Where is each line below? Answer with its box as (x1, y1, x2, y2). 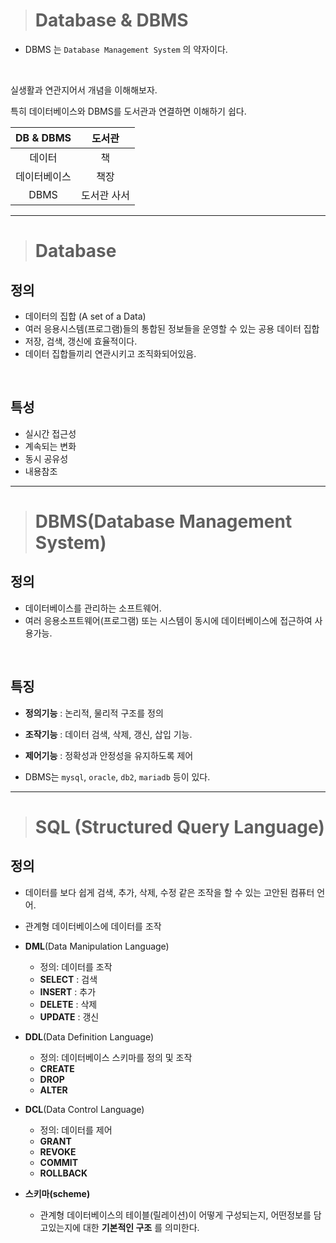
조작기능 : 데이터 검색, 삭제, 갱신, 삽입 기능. (24, 728, 193, 740)
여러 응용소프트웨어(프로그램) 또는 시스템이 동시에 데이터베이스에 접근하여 (24, 614, 313, 626)
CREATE (39, 1062, 75, 1074)
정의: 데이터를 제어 (39, 1124, 113, 1136)
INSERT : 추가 (39, 985, 97, 998)
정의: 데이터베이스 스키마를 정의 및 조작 (39, 1051, 193, 1063)
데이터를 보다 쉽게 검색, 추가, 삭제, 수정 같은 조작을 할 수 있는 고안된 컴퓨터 (24, 886, 315, 898)
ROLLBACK (39, 1167, 88, 1179)
